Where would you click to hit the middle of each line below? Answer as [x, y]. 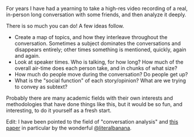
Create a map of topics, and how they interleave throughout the [91, 37]
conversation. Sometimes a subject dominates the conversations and [98, 43]
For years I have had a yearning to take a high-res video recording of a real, [97, 8]
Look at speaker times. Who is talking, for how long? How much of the [99, 62]
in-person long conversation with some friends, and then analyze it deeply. [96, 15]
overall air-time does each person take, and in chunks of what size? [96, 68]
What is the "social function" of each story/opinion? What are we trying [100, 80]
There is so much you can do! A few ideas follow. [65, 26]
